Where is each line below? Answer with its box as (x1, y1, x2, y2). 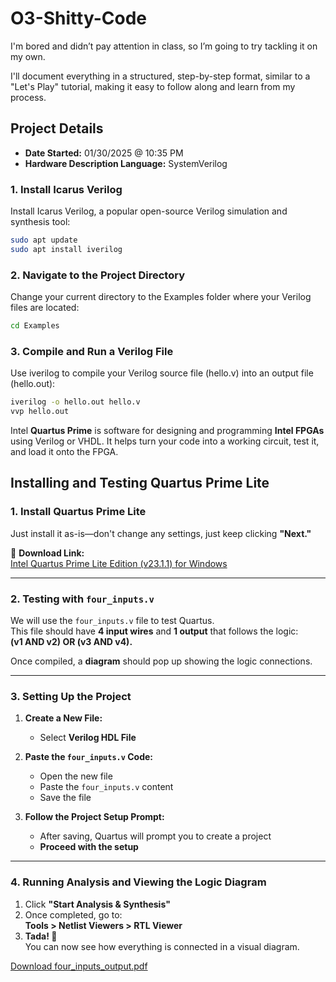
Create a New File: (24, 712, 103, 724)
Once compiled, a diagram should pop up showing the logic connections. (10, 655, 313, 667)
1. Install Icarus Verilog (10, 182, 123, 196)
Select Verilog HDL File (39, 732, 137, 744)
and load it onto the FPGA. (10, 446, 119, 458)
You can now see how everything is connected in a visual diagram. (24, 940, 300, 952)
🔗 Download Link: (10, 547, 85, 559)
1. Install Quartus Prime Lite (10, 505, 147, 519)
